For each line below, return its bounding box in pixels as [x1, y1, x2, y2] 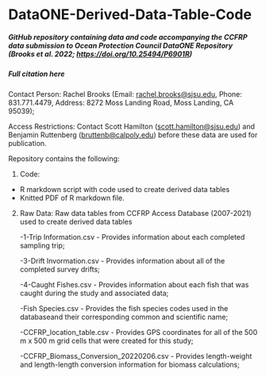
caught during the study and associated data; [19, 288, 169, 298]
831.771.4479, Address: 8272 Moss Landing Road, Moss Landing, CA [8, 98, 234, 107]
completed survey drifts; [19, 264, 101, 274]
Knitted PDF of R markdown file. [19, 193, 125, 202]
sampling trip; [19, 240, 65, 250]
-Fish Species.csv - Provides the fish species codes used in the [19, 303, 229, 313]
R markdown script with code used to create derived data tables [19, 184, 230, 194]
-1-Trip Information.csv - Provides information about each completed [19, 232, 245, 241]
